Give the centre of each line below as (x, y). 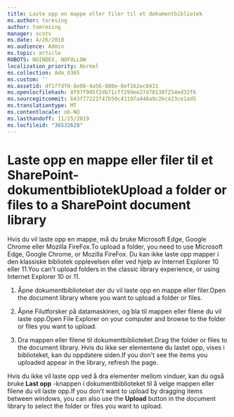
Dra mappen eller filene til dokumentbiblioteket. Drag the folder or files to (122, 340)
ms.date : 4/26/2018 (36, 40)
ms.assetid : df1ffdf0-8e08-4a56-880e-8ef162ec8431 (83, 86)
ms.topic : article (34, 54)
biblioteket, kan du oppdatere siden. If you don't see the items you (112, 355)
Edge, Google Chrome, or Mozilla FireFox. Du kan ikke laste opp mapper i (113, 254)
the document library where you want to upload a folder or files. (110, 298)
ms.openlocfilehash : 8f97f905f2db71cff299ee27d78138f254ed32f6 (102, 92)
